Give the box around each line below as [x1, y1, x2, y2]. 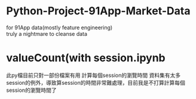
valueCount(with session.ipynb [6, 51, 166, 65]
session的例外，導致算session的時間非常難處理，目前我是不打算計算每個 [6, 79, 185, 86]
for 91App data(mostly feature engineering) [6, 24, 113, 31]
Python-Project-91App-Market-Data [6, 4, 191, 18]
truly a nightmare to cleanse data [6, 30, 88, 37]
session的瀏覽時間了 [6, 86, 57, 94]
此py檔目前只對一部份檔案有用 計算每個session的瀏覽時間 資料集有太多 [6, 72, 181, 79]
